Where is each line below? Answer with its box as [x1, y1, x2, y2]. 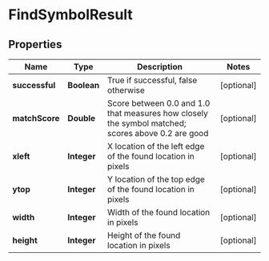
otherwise [106, 85, 146, 95]
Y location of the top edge [106, 174, 206, 185]
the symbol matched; [106, 118, 187, 129]
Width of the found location [106, 207, 211, 218]
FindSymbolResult [8, 6, 134, 24]
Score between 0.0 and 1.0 [106, 98, 211, 109]
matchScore [12, 113, 60, 123]
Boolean [67, 80, 100, 90]
